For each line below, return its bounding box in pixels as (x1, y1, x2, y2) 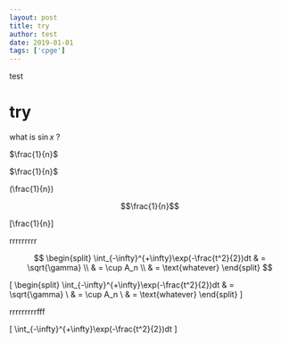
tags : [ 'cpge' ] (9, 46, 66, 55)
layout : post (9, 13, 58, 22)
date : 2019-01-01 (9, 38, 74, 47)
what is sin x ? (9, 131, 61, 143)
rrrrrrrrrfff (9, 306, 45, 317)
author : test (9, 29, 58, 38)
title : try (9, 21, 50, 30)
